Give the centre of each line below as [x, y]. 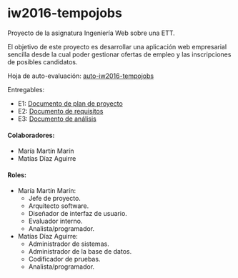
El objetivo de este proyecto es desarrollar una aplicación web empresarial [117, 46]
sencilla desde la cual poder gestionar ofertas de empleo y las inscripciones [119, 54]
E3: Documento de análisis [57, 119]
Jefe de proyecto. [54, 199]
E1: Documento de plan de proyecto [70, 103]
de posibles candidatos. [43, 61]
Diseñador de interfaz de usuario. [78, 214]
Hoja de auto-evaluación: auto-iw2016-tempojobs [81, 76]
